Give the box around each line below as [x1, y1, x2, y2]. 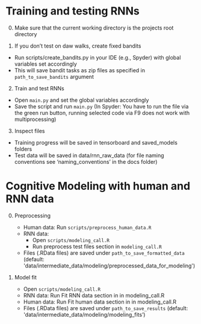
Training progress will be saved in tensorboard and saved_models [14, 139, 178, 146]
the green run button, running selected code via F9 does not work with [14, 109, 190, 116]
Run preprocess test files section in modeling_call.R [32, 243, 162, 250]
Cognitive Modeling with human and [5, 179, 191, 193]
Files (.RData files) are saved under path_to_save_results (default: [23, 304, 188, 311]
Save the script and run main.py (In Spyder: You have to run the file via [14, 102, 189, 110]
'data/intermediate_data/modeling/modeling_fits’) [23, 311, 146, 318]
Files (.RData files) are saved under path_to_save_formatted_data [23, 249, 185, 257]
